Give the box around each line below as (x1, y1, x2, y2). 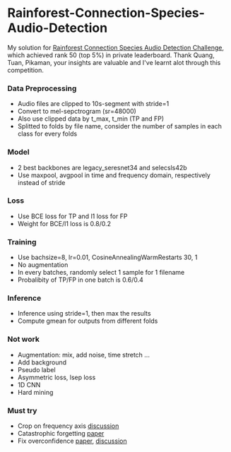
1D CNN (17, 380, 41, 389)
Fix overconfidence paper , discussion (17, 436, 127, 446)
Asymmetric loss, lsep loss (17, 373, 96, 381)
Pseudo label (17, 365, 56, 374)
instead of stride (17, 178, 66, 186)
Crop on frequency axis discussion (17, 422, 119, 430)
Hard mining (17, 388, 54, 396)
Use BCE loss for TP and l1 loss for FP (17, 212, 128, 220)
